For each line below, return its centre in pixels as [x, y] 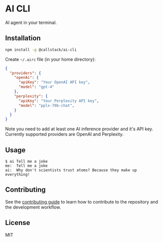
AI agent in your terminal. [31, 22]
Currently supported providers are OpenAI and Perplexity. [64, 134]
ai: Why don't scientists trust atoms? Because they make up [71, 170]
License [18, 223]
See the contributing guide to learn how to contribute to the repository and [82, 202]
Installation [23, 38]
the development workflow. [33, 207]
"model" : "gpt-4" [36, 87]
